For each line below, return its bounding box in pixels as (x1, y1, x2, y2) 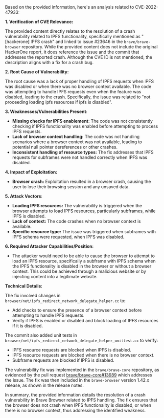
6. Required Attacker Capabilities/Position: (5, 243, 94, 249)
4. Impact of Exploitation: (5, 169, 58, 175)
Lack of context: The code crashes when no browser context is (12, 219, 141, 224)
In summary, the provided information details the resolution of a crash (5, 392, 146, 397)
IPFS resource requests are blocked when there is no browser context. (12, 352, 155, 358)
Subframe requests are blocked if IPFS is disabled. (12, 357, 115, 363)
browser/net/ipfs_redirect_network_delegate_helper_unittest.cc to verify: (5, 337, 158, 343)
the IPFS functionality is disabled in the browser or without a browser (12, 264, 152, 269)
